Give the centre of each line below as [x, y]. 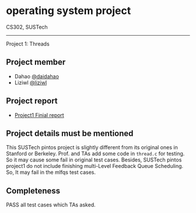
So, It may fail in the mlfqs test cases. [51, 172]
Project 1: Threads [28, 44]
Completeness [33, 190]
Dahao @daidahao [37, 76]
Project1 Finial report [39, 115]
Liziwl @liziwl [31, 83]
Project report [32, 101]
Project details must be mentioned [70, 133]
